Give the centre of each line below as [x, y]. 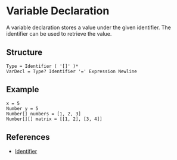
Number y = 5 [22, 108]
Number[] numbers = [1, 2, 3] [44, 114]
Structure [24, 53]
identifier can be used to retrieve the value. [59, 33]
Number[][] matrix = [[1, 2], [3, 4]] [54, 119]
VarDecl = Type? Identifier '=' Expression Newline [72, 71]
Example [23, 90]
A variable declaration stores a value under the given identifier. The [88, 27]
